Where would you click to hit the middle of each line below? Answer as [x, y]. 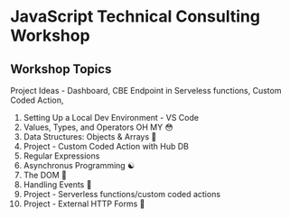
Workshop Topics [61, 69]
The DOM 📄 [45, 175]
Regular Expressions [61, 156]
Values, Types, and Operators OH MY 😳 [98, 127]
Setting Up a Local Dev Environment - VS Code [111, 118]
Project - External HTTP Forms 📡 [84, 204]
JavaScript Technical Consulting [136, 17]
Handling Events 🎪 [57, 185]
